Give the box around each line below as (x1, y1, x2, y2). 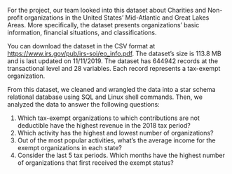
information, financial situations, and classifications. (7, 28, 157, 36)
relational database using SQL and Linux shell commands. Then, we (7, 93, 203, 101)
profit (7, 13, 23, 22)
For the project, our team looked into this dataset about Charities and (7, 6, 207, 14)
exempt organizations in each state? (17, 144, 123, 152)
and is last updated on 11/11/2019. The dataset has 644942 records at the (7, 57, 219, 65)
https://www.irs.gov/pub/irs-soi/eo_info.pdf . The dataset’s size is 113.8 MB (7, 49, 222, 58)
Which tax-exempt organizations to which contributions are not (17, 114, 200, 122)
